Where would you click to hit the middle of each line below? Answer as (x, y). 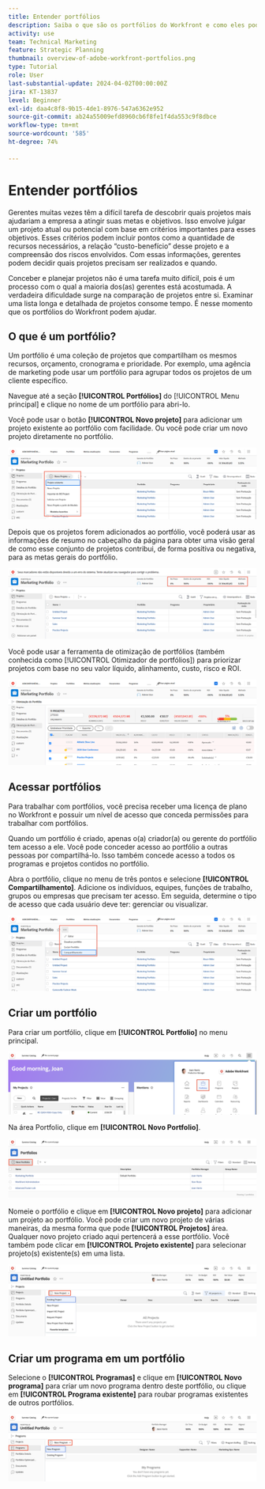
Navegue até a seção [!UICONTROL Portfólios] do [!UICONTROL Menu (124, 396)
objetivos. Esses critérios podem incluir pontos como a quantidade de (121, 237)
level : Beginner (35, 100)
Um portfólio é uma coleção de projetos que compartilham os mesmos (123, 355)
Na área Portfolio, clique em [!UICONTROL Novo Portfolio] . (105, 1127)
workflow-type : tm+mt (44, 125)
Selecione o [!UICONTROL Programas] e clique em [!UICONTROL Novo (125, 1377)
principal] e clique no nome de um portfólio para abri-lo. (99, 404)
